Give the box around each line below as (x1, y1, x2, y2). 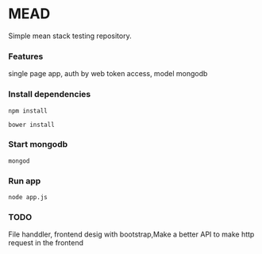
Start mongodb (8, 139, 68, 150)
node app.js (8, 194, 48, 202)
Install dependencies (8, 89, 91, 100)
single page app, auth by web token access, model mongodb (8, 69, 208, 79)
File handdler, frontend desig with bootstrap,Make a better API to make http (8, 229, 255, 239)
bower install (8, 121, 56, 129)
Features (8, 51, 44, 62)
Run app (8, 175, 41, 187)
